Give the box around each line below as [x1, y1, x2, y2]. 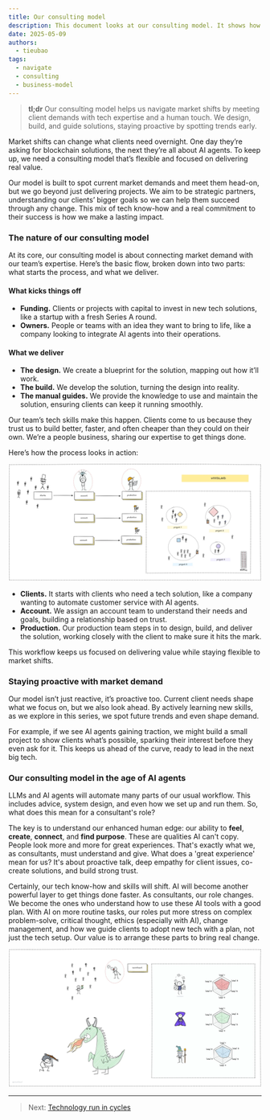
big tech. [8, 752, 38, 761]
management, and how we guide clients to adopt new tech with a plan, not [8, 925, 255, 934]
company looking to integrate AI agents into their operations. [19, 330, 221, 339]
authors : [8, 39, 38, 47]
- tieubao [15, 47, 48, 55]
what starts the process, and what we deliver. [8, 267, 159, 277]
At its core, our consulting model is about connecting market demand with [8, 250, 254, 260]
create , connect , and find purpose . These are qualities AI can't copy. [8, 832, 239, 842]
